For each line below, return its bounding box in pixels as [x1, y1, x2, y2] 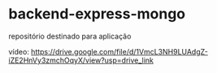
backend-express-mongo [8, 5, 186, 23]
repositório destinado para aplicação [8, 31, 132, 41]
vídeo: [8, 47, 30, 56]
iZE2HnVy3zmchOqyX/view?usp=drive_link [8, 55, 154, 65]
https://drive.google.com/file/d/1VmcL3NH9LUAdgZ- [31, 47, 209, 56]
